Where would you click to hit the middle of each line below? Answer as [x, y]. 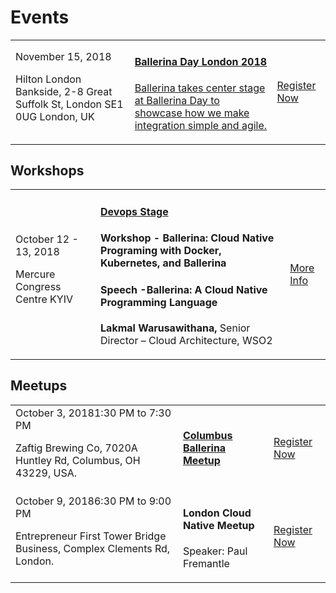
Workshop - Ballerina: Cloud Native [187, 238]
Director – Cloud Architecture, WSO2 [186, 340]
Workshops [47, 170]
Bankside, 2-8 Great [64, 91]
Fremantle [206, 564]
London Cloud [217, 513]
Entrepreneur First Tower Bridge [91, 536]
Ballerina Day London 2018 [201, 62]
